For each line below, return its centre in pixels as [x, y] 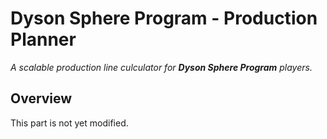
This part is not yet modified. [69, 123]
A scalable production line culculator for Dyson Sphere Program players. [161, 67]
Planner [43, 39]
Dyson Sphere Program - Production [164, 18]
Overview [41, 98]
